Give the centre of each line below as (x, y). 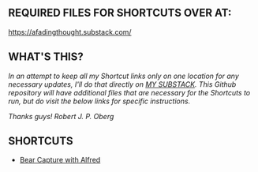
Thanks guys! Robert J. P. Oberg (61, 116)
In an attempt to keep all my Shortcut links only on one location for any (123, 76)
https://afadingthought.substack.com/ (70, 32)
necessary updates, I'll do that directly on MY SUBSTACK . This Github (122, 84)
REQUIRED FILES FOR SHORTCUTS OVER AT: (120, 13)
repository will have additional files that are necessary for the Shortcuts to (129, 92)
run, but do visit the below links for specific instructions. (99, 101)
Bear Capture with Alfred (60, 160)
